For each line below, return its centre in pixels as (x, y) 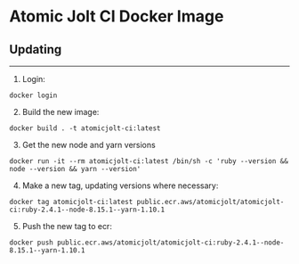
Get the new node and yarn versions (89, 145)
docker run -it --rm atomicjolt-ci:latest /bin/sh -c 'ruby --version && (149, 161)
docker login (33, 95)
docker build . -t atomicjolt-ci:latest (85, 128)
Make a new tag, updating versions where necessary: (120, 186)
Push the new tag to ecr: (67, 226)
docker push (31, 243)
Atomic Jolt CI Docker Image (117, 16)
